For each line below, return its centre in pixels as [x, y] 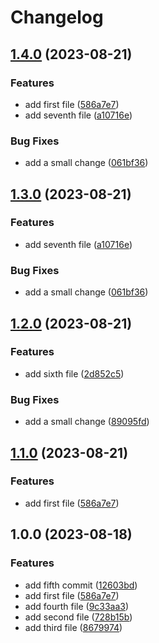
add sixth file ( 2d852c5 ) [74, 373]
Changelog [57, 17]
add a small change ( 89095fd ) [87, 422]
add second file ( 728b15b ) [78, 617]
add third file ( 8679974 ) [73, 627]
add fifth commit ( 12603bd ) [81, 585]
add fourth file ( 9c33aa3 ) [77, 606]
